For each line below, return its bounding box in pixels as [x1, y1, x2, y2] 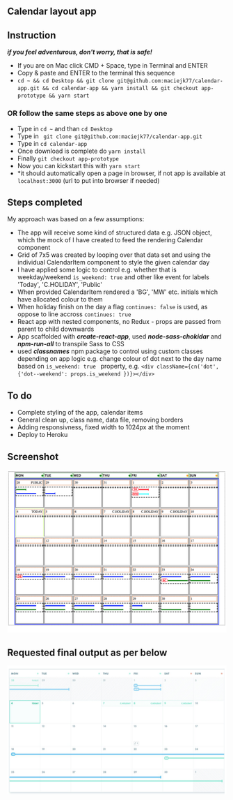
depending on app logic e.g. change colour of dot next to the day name [17, 355, 222, 363]
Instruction [7, 29, 56, 41]
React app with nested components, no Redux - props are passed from [17, 318, 221, 326]
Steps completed [7, 196, 83, 208]
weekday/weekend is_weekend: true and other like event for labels [17, 273, 210, 281]
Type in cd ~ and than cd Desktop [17, 124, 113, 133]
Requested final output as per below [7, 646, 168, 658]
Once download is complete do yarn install [17, 147, 146, 155]
